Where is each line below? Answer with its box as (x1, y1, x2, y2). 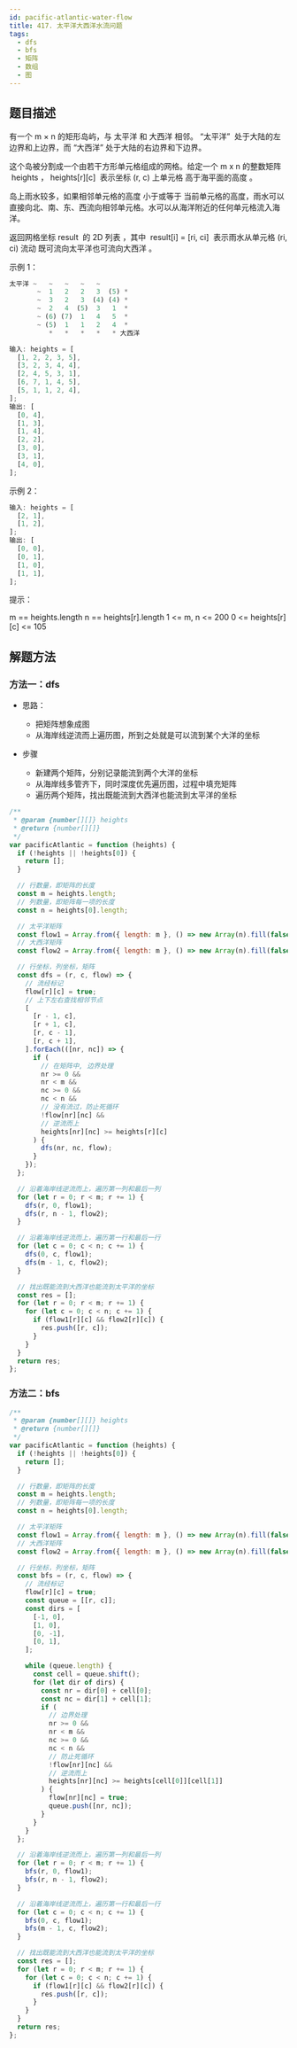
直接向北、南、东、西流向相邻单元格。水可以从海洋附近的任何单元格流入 (9, 201, 272, 213)
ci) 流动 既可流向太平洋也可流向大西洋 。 (9, 243, 157, 253)
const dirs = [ (25, 1604, 81, 1613)
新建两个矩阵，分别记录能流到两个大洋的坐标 (34, 767, 199, 778)
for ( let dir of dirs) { (32, 1678, 125, 1686)
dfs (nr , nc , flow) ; (41, 1144, 113, 1153)
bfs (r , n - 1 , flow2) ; (25, 1875, 109, 1884)
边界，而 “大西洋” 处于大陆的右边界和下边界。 (39, 142, 207, 152)
